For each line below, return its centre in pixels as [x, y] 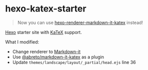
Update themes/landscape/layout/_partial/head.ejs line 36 [74, 62]
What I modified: [22, 42]
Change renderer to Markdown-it [46, 51]
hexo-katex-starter [46, 9]
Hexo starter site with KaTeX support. [43, 32]
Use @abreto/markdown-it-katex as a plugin [58, 57]
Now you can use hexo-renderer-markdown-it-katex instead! [80, 22]
